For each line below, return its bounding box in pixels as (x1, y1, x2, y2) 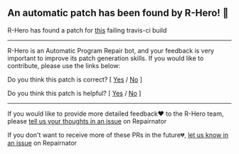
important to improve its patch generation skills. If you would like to (7, 54, 204, 62)
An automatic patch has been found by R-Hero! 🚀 (7, 7, 229, 19)
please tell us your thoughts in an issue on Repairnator (7, 116, 167, 125)
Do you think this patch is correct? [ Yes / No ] (7, 75, 143, 84)
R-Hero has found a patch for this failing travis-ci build (7, 26, 167, 34)
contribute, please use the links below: (7, 61, 121, 70)
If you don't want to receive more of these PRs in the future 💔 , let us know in (7, 131, 229, 139)
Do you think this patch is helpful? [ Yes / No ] (7, 89, 142, 97)
